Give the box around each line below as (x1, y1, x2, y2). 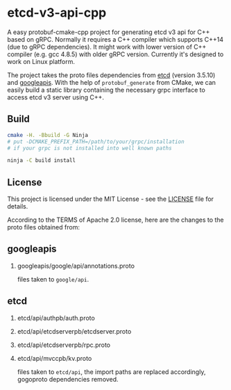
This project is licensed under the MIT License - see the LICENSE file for (7, 195, 214, 203)
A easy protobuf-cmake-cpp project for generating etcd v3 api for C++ (7, 28, 210, 36)
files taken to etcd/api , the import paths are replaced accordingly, (17, 367, 206, 376)
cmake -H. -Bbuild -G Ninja (7, 131, 89, 138)
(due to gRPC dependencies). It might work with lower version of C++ (7, 42, 207, 51)
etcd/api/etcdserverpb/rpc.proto (17, 341, 111, 349)
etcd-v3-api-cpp (7, 5, 107, 21)
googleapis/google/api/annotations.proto (17, 261, 135, 270)
